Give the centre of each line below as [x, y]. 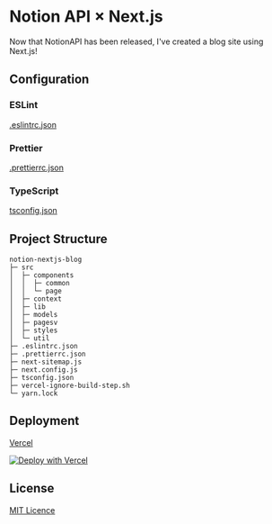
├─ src [22, 267]
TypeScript [34, 191]
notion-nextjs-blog [46, 260]
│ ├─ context [36, 299]
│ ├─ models [34, 315]
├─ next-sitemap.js [46, 362]
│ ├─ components [42, 276]
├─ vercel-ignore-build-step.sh [70, 386]
